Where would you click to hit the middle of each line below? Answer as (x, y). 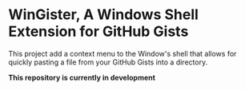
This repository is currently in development (82, 77)
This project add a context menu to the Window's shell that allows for (122, 53)
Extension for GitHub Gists (98, 31)
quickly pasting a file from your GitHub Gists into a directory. (108, 62)
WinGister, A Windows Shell (103, 15)
